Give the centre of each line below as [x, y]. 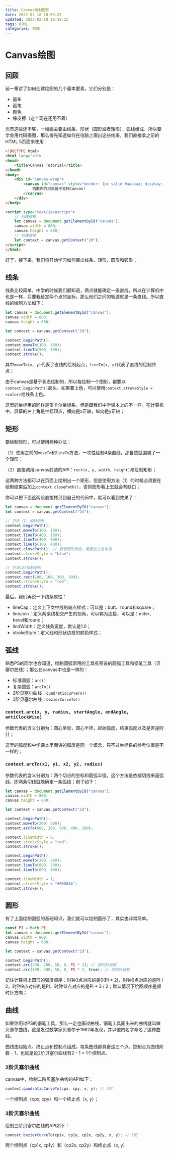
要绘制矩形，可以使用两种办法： [38, 442]
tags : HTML [17, 24]
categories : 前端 [23, 29]
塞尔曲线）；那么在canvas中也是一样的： [47, 669]
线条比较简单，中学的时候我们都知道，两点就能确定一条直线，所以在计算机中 [84, 291]
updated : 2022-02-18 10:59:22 [37, 19]
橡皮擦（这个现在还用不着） [41, 118]
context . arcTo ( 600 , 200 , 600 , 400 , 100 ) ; [49, 828]
